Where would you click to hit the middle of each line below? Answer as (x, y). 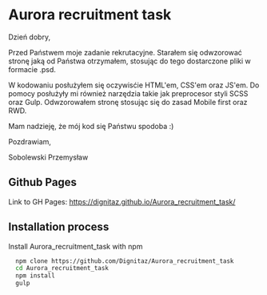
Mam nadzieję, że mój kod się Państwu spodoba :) (91, 126)
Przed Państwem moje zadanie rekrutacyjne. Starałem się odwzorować (125, 52)
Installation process (59, 227)
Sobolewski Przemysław (48, 157)
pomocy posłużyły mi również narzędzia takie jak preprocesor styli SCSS (128, 93)
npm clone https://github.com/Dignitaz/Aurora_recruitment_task (125, 261)
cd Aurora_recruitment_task (62, 269)
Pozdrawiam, (30, 141)
